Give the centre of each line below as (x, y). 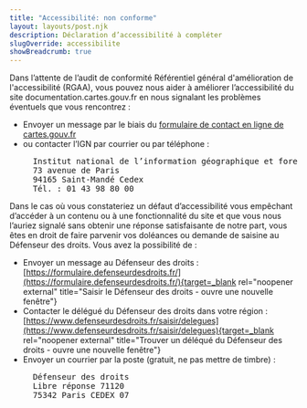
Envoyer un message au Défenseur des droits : (111, 263)
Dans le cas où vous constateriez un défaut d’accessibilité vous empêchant (151, 206)
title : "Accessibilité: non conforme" (83, 18)
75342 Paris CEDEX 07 (81, 395)
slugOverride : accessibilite (65, 43)
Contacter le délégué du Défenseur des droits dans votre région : (145, 311)
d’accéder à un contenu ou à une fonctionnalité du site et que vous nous (145, 216)
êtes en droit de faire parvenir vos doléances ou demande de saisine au (144, 235)
